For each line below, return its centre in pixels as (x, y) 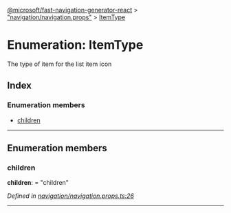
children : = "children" (38, 183)
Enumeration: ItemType (75, 45)
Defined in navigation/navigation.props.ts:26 (70, 196)
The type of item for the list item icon (59, 64)
